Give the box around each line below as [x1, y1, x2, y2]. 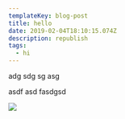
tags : [8, 42, 27, 50]
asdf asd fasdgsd [8, 87, 67, 96]
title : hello [8, 19, 52, 27]
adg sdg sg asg [8, 72, 60, 80]
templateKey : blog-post [8, 11, 89, 20]
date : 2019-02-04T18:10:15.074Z [8, 27, 117, 35]
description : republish [8, 34, 89, 43]
